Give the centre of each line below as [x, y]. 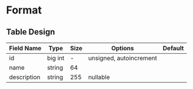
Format [24, 10]
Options [122, 48]
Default [173, 48]
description [25, 77]
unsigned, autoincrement [123, 58]
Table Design [31, 32]
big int [56, 58]
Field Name [25, 48]
